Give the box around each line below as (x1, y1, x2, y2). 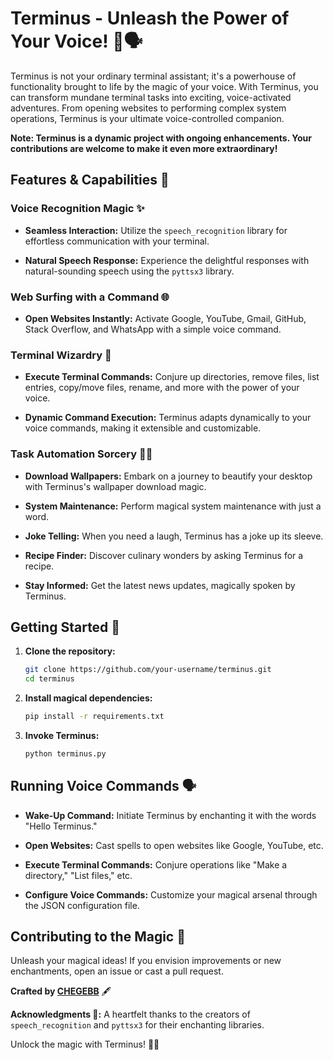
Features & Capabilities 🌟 (10, 172, 170, 189)
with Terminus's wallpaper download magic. (24, 480, 207, 492)
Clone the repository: (24, 645, 116, 657)
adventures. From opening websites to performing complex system (10, 102, 287, 114)
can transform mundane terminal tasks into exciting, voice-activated (10, 91, 292, 103)
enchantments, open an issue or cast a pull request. (10, 965, 224, 977)
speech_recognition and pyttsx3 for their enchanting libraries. (10, 1019, 265, 1031)
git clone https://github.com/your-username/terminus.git (24, 665, 272, 675)
